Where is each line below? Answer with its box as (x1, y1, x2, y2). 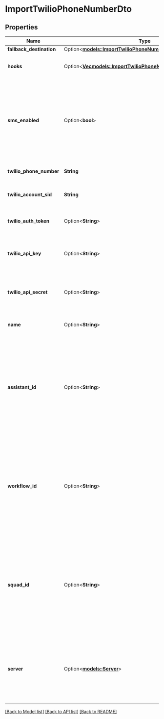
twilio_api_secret (7, 289, 48, 295)
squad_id (7, 582, 29, 588)
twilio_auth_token (7, 217, 50, 224)
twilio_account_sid (7, 191, 52, 198)
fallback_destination (7, 46, 56, 53)
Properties (5, 23, 38, 31)
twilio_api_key (7, 250, 41, 257)
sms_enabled (7, 117, 39, 124)
